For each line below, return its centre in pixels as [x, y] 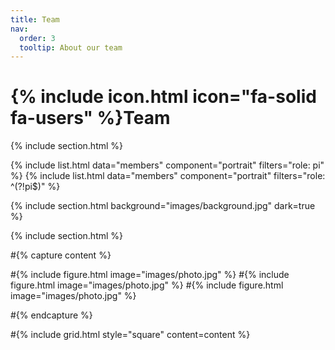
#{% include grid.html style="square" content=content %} [130, 335]
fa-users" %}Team [90, 118]
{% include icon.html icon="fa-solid [163, 97]
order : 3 [37, 38]
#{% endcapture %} [51, 315]
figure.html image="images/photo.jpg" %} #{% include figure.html [147, 285]
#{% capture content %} [61, 255]
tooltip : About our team [71, 47]
